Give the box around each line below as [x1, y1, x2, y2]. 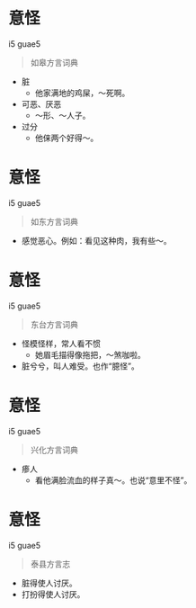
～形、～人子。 [34, 110, 91, 121]
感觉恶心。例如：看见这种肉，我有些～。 [21, 235, 172, 246]
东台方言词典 [30, 318, 78, 329]
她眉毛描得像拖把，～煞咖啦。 [34, 349, 146, 360]
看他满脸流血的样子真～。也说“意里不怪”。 [34, 474, 192, 486]
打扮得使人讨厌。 [21, 588, 85, 599]
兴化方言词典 [30, 444, 78, 455]
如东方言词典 [30, 216, 78, 227]
